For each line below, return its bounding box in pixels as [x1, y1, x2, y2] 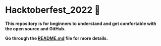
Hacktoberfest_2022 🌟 [5, 4, 101, 16]
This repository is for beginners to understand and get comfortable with [5, 21, 157, 26]
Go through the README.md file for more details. [5, 35, 108, 41]
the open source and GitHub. [5, 25, 66, 31]
